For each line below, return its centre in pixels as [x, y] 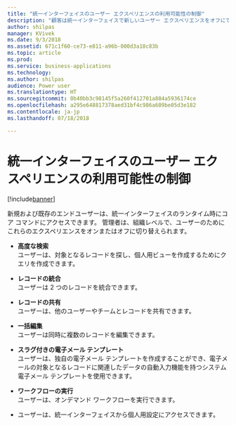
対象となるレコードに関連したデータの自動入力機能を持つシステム [131, 367]
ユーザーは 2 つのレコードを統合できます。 [79, 287]
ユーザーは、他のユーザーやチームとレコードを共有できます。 [106, 310]
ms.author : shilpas [36, 79]
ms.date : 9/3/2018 [34, 40]
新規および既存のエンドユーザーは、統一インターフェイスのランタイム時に [115, 213]
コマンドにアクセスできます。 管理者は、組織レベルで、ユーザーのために [120, 222]
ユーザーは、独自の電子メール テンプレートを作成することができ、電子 [120, 358]
